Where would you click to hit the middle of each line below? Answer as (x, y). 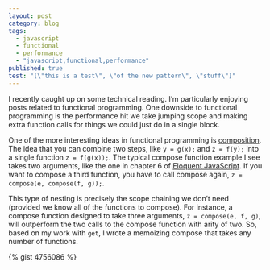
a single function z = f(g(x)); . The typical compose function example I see (134, 157)
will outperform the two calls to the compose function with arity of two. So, (133, 224)
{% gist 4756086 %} (43, 257)
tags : (17, 31)
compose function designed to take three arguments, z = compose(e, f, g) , (135, 215)
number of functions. (44, 241)
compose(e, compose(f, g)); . (56, 183)
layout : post (30, 16)
